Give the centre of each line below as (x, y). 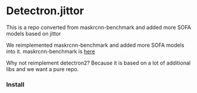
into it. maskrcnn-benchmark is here (51, 51)
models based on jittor (34, 33)
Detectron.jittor (45, 11)
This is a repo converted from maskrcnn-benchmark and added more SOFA (99, 27)
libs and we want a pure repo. (43, 69)
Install (15, 84)
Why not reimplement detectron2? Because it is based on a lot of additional (98, 63)
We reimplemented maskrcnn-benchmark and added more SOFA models (95, 45)
